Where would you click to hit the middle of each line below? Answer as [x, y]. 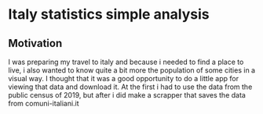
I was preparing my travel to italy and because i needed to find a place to [126, 62]
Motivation [35, 43]
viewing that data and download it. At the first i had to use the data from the [130, 87]
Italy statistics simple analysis [109, 14]
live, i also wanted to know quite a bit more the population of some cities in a [132, 70]
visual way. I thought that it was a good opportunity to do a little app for [124, 78]
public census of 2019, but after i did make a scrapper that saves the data [127, 95]
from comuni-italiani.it [44, 103]
